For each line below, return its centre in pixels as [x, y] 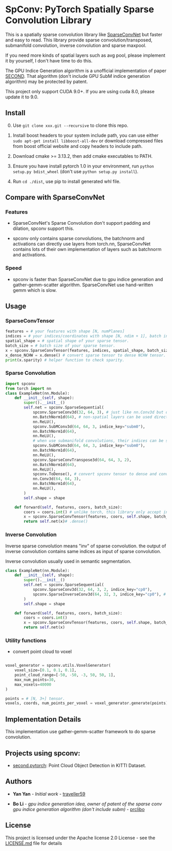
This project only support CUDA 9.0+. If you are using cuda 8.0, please [80, 91]
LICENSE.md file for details [34, 843]
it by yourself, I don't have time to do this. [49, 60]
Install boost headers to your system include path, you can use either [85, 135]
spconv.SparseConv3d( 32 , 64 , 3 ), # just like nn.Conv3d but [98, 412]
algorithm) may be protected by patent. [47, 81]
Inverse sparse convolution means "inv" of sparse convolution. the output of [86, 546]
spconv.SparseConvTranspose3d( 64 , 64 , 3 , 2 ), [82, 460]
